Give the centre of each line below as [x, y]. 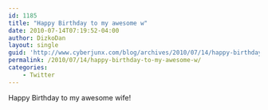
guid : [17, 53]
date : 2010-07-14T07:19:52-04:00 [64, 30]
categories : [28, 68]
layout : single [33, 45]
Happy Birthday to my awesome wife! [70, 97]
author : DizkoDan [37, 38]
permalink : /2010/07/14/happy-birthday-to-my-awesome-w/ [105, 61]
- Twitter [39, 75]
